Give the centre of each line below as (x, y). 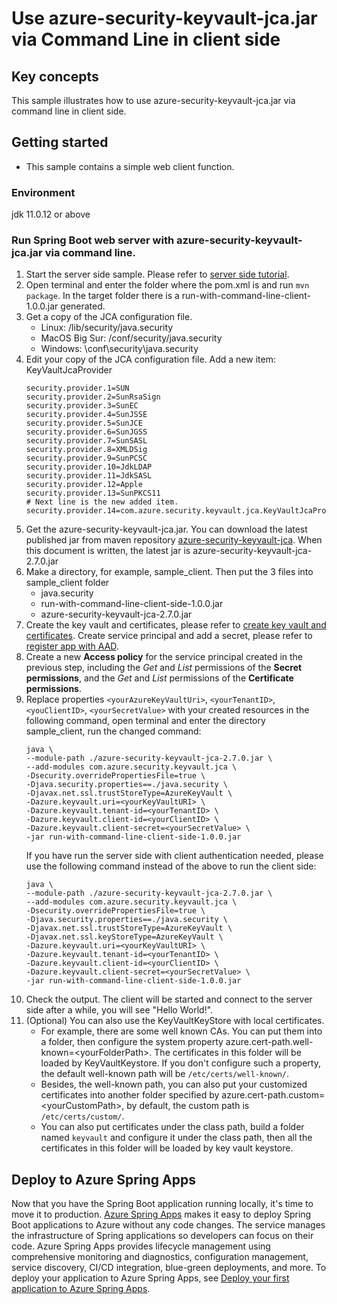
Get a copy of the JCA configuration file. (109, 317)
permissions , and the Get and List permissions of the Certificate (159, 678)
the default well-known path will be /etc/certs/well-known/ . (165, 1074)
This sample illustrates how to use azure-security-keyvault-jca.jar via (153, 100)
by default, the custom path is (188, 1106)
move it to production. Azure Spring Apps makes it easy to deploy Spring (161, 1214)
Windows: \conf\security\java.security (119, 349)
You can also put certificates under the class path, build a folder (172, 1127)
